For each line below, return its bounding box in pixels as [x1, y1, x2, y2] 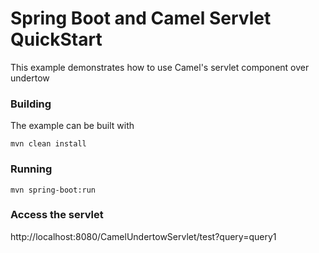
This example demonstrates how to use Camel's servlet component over [10, 61, 310, 73]
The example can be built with [10, 120, 135, 132]
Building [10, 97, 52, 111]
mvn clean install [10, 139, 87, 149]
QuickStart [10, 28, 103, 51]
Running [10, 162, 53, 176]
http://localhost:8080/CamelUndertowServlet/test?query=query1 [10, 230, 277, 242]
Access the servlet [10, 208, 104, 222]
